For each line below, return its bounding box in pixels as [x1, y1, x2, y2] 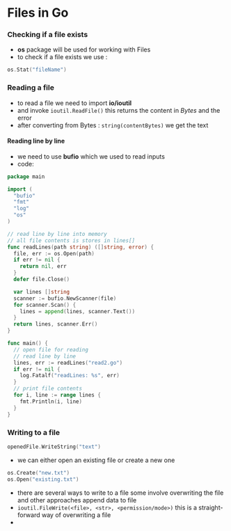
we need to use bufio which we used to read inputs [17, 152, 166, 161]
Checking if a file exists [7, 30, 88, 40]
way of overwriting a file [41, 510, 111, 519]
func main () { [7, 340, 49, 347]
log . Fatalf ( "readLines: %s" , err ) [19, 372, 120, 379]
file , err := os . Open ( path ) [13, 250, 95, 257]
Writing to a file [7, 427, 61, 437]
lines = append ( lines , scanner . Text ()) [19, 308, 136, 315]
